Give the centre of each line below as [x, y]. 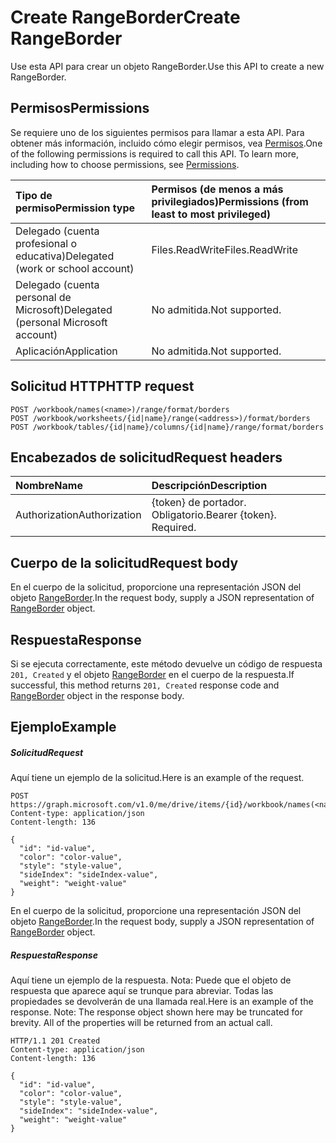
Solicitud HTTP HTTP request [102, 386]
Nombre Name [49, 486]
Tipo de [34, 195]
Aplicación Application [66, 351]
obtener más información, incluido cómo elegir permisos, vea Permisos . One [166, 143]
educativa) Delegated [65, 256]
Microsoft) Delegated [64, 309]
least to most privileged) [211, 214]
